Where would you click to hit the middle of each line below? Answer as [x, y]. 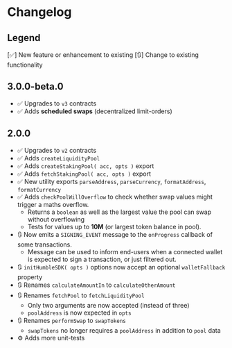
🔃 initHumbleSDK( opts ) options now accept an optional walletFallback [121, 267]
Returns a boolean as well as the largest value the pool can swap [119, 212]
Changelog [39, 12]
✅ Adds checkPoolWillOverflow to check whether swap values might [115, 197]
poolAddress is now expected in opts [79, 313]
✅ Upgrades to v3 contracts [57, 103]
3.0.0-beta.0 [35, 86]
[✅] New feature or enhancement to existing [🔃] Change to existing [103, 55]
